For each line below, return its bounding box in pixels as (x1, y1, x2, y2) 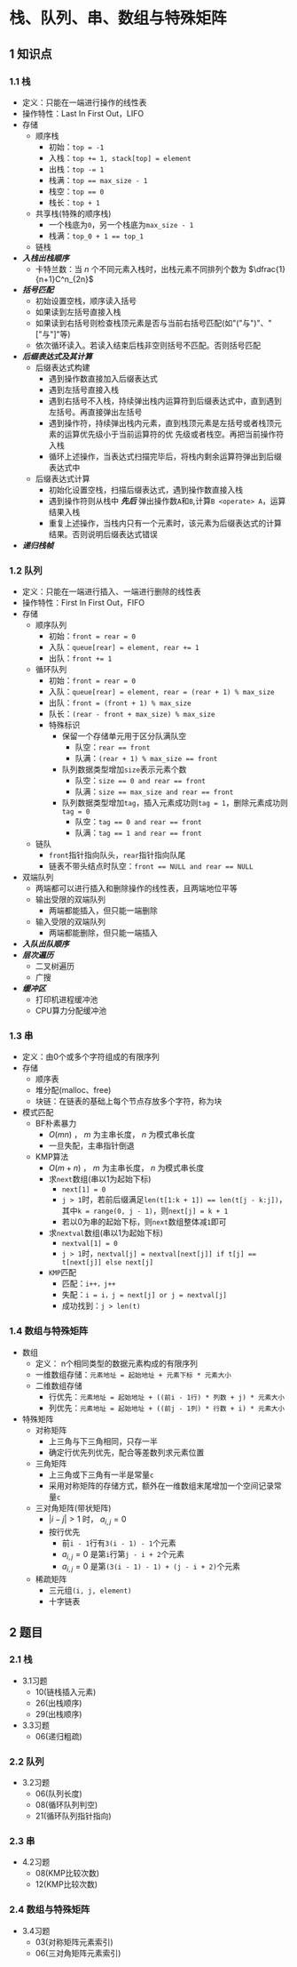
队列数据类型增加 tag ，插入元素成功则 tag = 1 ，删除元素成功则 (61, 798, 288, 808)
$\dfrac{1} (247, 263, 286, 274)
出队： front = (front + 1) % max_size (48, 697, 192, 708)
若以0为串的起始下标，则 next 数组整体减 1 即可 (61, 1216, 227, 1227)
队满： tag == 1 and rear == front (74, 828, 202, 839)
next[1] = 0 (61, 1185, 106, 1194)
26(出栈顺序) (35, 1698, 82, 1708)
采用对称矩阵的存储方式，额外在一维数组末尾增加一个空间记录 (48, 1480, 275, 1490)
